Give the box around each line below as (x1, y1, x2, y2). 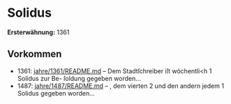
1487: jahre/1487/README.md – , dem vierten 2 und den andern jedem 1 (17, 82, 225, 90)
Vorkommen (7, 48, 62, 60)
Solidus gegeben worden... (17, 89, 96, 97)
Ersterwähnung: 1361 (7, 28, 70, 36)
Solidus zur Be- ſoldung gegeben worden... (17, 74, 142, 82)
